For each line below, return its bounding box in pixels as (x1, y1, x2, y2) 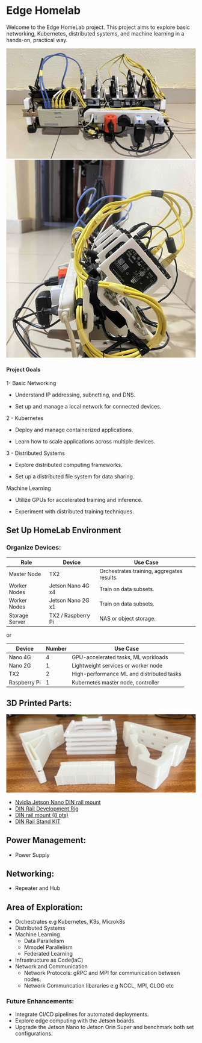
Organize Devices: (6, 543, 61, 551)
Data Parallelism (23, 938, 64, 945)
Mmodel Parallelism (23, 944, 73, 951)
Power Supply (14, 851, 50, 859)
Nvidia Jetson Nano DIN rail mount (14, 798, 101, 806)
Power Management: (6, 835, 86, 845)
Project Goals (6, 366, 41, 373)
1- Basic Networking (6, 379, 57, 386)
